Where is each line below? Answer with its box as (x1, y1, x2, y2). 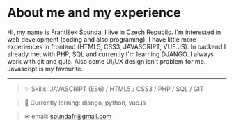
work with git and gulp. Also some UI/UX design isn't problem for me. (7, 57, 206, 65)
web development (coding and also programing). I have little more (7, 35, 196, 43)
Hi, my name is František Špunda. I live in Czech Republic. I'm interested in (7, 28, 221, 36)
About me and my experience (7, 5, 181, 21)
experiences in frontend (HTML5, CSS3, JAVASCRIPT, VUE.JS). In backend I (7, 42, 226, 51)
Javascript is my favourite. (7, 65, 84, 73)
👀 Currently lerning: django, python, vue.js (24, 99, 146, 107)
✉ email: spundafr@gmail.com (24, 112, 112, 120)
